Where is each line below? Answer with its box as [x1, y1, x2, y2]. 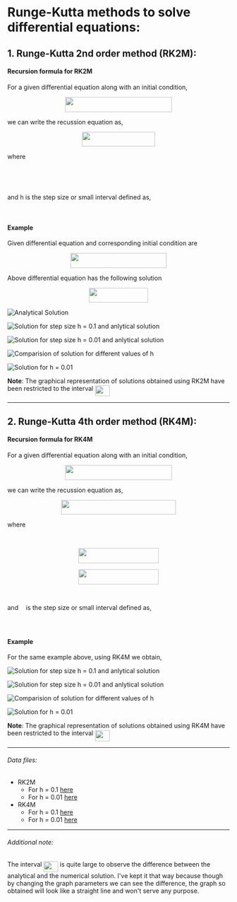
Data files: [7, 756, 37, 764]
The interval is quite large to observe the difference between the [7, 860, 211, 869]
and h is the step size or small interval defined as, [7, 193, 152, 201]
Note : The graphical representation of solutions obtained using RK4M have [7, 722, 226, 730]
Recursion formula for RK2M [7, 67, 93, 76]
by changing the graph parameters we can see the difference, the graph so [7, 879, 226, 888]
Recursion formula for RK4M [7, 435, 93, 444]
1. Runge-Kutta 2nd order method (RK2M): [7, 47, 197, 59]
